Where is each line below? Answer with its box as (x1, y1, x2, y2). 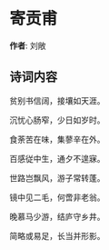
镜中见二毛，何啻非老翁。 (9, 192, 105, 203)
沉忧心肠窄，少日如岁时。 (9, 115, 105, 125)
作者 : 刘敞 (9, 40, 46, 51)
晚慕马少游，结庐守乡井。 (9, 211, 105, 222)
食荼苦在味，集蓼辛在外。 (9, 134, 105, 145)
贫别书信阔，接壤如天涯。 (9, 95, 105, 105)
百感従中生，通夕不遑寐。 (9, 153, 105, 164)
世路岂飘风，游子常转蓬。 (9, 172, 105, 183)
